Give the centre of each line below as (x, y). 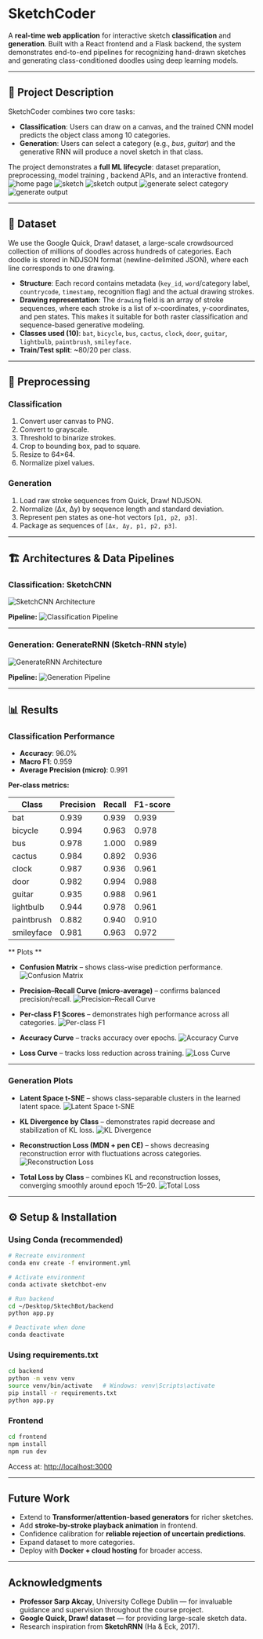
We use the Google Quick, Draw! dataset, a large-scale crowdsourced (121, 243)
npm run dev (27, 1451)
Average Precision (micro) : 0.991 (73, 770)
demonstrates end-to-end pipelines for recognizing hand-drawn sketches (127, 52)
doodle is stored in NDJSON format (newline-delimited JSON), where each (128, 259)
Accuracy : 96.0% (48, 754)
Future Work (39, 1499)
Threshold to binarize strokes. (67, 438)
